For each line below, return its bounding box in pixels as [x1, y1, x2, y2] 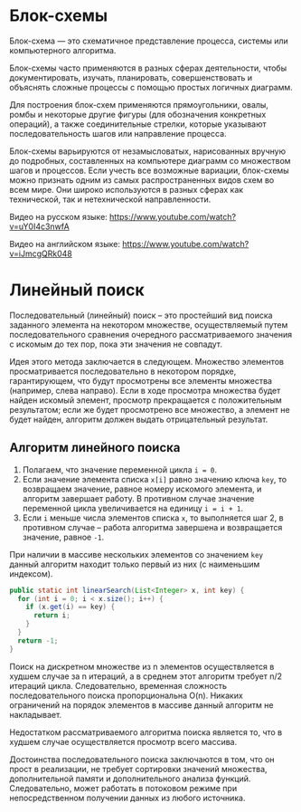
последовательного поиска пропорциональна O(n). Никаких [9, 690, 244, 701]
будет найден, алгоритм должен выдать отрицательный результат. [9, 414, 268, 425]
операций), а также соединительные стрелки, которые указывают [9, 119, 267, 129]
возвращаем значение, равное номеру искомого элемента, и [22, 483, 262, 494]
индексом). [9, 568, 53, 579]
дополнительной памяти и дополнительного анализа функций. [9, 773, 251, 784]
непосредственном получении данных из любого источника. [9, 792, 246, 803]
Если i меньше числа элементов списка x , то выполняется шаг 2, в [22, 512, 284, 523]
